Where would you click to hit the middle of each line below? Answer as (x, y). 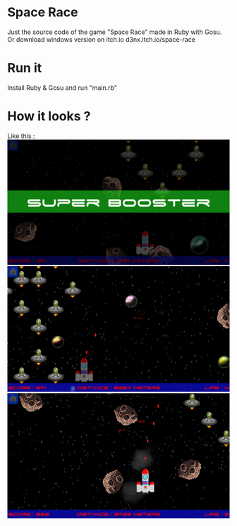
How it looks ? (49, 116)
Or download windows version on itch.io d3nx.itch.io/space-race (102, 39)
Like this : (21, 136)
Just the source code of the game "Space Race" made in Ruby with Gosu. (115, 32)
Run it (25, 68)
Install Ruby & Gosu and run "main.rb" (62, 87)
